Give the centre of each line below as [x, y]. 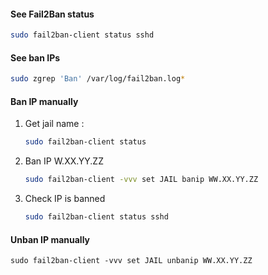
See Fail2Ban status [52, 14]
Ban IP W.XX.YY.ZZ [64, 161]
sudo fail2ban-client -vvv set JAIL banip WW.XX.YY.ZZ [141, 180]
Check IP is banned [65, 199]
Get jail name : [54, 124]
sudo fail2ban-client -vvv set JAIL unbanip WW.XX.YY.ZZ [131, 261]
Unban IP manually [50, 239]
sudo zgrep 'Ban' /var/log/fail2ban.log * [98, 79]
